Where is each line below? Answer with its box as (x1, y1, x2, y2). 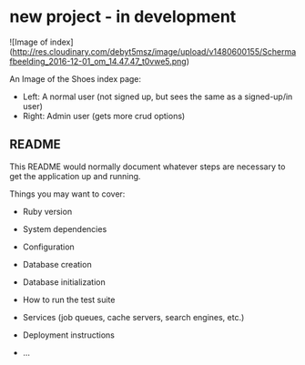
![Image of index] (9, 36, 75, 47)
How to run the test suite (22, 294, 116, 305)
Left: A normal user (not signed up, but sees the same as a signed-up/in (22, 91, 293, 102)
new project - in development (9, 6, 237, 27)
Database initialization (22, 276, 107, 288)
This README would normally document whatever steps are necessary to (9, 161, 286, 172)
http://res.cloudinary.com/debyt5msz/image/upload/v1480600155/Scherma (12, 46, 297, 56)
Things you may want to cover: (9, 188, 126, 199)
